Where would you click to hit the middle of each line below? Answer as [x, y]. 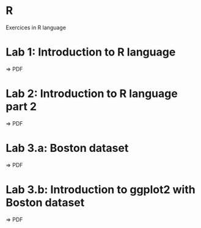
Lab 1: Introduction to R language [91, 52]
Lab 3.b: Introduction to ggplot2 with [101, 189]
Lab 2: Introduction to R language [92, 94]
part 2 [21, 107]
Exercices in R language [36, 27]
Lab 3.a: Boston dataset [67, 148]
